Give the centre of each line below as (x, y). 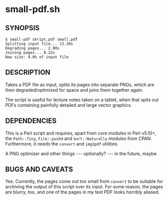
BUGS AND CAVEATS (39, 170)
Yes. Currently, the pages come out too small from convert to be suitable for (84, 181)
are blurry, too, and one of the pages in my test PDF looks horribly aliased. (82, 192)
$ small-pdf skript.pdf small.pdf (42, 39)
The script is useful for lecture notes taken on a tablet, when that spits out (82, 100)
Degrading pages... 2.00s (32, 48)
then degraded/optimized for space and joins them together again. (74, 90)
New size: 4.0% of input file (37, 57)
